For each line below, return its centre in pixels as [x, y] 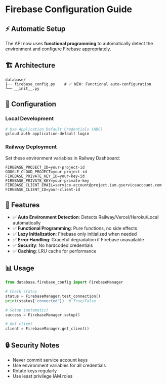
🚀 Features [23, 205]
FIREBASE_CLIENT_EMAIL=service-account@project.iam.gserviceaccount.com [83, 185]
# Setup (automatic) [27, 310]
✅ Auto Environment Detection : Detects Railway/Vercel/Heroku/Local [86, 217]
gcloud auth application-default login [47, 134]
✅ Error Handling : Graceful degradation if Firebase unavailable [78, 240]
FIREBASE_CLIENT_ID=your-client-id [43, 189]
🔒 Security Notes [32, 345]
